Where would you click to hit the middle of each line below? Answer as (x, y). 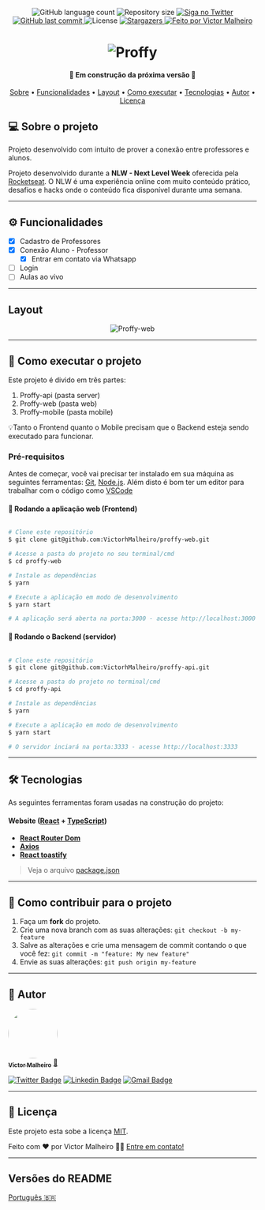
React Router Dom (50, 838)
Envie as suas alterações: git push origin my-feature (108, 962)
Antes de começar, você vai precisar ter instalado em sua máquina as (121, 474)
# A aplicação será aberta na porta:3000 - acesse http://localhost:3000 (132, 619)
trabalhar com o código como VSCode (71, 490)
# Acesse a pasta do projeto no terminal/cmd (84, 682)
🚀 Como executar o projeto (75, 361)
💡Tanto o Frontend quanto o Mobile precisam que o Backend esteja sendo (129, 427)
